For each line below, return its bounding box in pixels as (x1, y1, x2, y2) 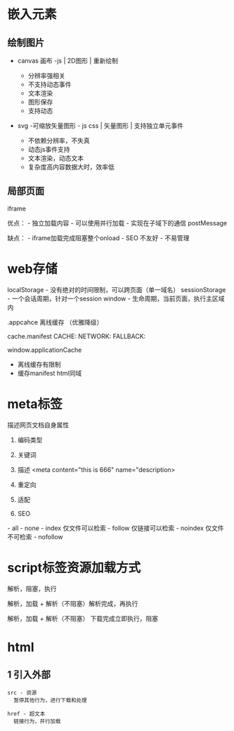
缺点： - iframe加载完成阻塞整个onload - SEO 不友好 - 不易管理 (7, 233, 190, 242)
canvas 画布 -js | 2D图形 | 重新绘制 (17, 57, 118, 65)
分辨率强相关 (27, 72, 65, 79)
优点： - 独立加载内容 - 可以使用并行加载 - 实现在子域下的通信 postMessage (7, 218, 228, 227)
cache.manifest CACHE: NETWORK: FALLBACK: (7, 331, 146, 341)
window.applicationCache (7, 345, 82, 354)
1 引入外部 (7, 669, 51, 681)
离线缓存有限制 (17, 360, 61, 369)
